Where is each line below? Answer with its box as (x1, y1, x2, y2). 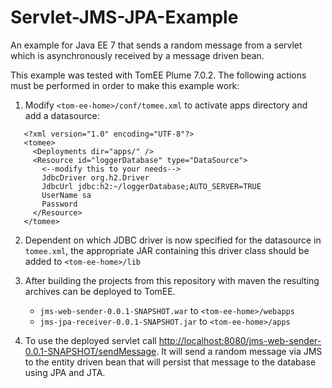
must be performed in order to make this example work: (10, 79, 240, 91)
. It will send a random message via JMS (156, 345, 323, 357)
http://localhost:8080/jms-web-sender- (158, 334, 322, 346)
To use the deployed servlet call (24, 334, 157, 346)
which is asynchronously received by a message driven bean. (10, 49, 265, 61)
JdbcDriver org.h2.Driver (41, 172, 150, 183)
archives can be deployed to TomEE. (24, 285, 176, 297)
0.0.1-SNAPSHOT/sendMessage (24, 345, 157, 357)
